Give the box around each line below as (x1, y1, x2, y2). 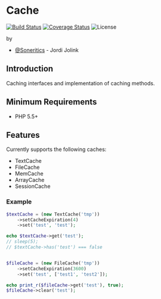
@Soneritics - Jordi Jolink (14, 46, 79, 54)
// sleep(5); (6, 239, 39, 245)
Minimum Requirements (6, 97, 97, 107)
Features (6, 130, 40, 140)
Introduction (6, 64, 54, 74)
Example (6, 198, 32, 206)
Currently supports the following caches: (6, 146, 107, 153)
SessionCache (14, 183, 51, 190)
